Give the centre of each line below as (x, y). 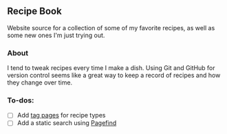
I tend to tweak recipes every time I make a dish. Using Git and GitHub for (111, 68)
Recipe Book (34, 11)
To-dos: (21, 100)
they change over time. (40, 82)
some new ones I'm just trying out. (56, 35)
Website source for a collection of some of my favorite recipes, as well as (111, 27)
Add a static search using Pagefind (67, 123)
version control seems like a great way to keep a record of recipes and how (114, 76)
